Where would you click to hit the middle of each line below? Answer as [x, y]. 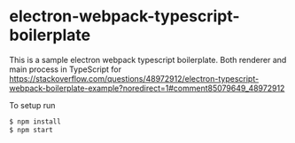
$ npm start [31, 130]
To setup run [32, 105]
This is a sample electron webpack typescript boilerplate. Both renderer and [148, 60]
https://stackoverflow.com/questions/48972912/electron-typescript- [134, 78]
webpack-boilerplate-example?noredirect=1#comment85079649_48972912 [147, 88]
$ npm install [35, 122]
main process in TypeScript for [66, 69]
